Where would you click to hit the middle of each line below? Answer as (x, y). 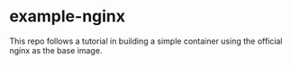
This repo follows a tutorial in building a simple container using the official (146, 41)
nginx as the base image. (56, 50)
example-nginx (68, 16)
